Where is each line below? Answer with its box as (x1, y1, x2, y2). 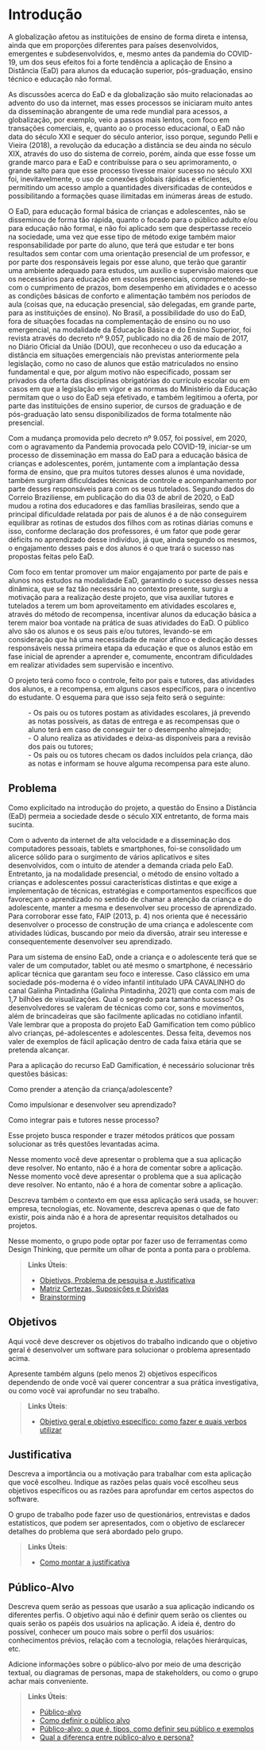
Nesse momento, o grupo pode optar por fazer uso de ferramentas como (8, 1236, 248, 1245)
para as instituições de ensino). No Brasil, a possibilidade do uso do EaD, (8, 308, 247, 318)
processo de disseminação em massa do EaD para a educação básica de (8, 450, 249, 459)
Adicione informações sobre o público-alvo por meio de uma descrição (8, 1659, 241, 1669)
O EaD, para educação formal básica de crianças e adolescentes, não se (8, 206, 246, 216)
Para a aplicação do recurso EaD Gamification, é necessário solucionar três (8, 1060, 256, 1070)
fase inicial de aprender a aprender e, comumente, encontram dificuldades (8, 651, 253, 661)
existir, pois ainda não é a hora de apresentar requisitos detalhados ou (8, 1212, 238, 1222)
